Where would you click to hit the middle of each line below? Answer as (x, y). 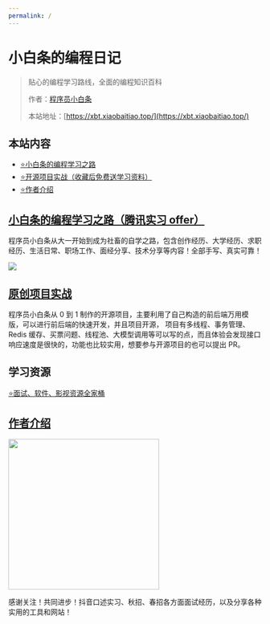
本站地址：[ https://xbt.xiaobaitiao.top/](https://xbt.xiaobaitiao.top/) (138, 116)
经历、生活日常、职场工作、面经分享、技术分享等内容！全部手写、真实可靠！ (135, 251)
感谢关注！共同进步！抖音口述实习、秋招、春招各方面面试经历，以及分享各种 (135, 602)
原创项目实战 (40, 294)
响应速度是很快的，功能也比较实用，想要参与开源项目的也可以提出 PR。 (127, 345)
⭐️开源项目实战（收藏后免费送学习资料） (86, 177)
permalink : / (30, 16)
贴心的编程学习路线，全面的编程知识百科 (95, 82)
